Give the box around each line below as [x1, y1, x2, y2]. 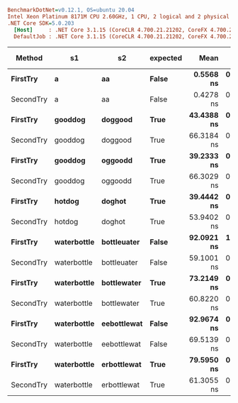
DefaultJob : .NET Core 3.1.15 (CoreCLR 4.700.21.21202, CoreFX [13, 33, 208, 40]
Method [16, 53, 43, 63]
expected [149, 53, 183, 63]
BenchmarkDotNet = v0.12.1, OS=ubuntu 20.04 [7, 6, 135, 13]
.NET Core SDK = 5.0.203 [7, 19, 74, 27]
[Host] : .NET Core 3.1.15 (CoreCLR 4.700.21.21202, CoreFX [13, 26, 208, 33]
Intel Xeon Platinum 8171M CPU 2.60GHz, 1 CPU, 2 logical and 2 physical [7, 13, 230, 20]
